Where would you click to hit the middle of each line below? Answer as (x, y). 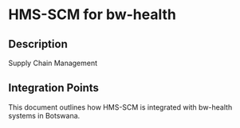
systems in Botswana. (44, 115)
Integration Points (54, 88)
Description (38, 44)
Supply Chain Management (53, 63)
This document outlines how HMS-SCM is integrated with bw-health (120, 107)
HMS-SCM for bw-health (92, 15)
